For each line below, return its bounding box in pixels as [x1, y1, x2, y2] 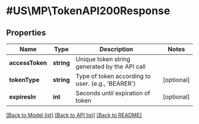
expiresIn [9, 93, 36, 101]
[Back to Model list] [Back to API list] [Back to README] [6, 112, 142, 119]
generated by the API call [75, 63, 146, 70]
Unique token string [75, 55, 131, 63]
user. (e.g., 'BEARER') [75, 80, 136, 87]
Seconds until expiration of [75, 89, 150, 97]
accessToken [9, 59, 47, 67]
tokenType [9, 76, 40, 84]
